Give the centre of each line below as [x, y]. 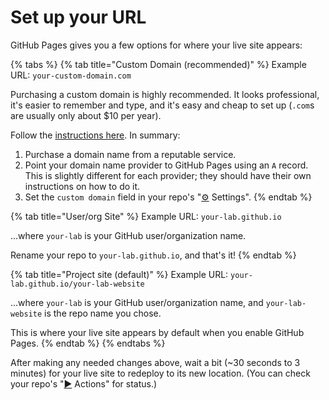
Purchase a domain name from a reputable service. [130, 154]
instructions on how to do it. [82, 186]
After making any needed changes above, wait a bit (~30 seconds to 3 [155, 362]
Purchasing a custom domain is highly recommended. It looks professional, [165, 94]
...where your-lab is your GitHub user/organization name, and [137, 302]
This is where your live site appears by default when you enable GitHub [157, 332]
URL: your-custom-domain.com [71, 75]
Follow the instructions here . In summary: [95, 135]
